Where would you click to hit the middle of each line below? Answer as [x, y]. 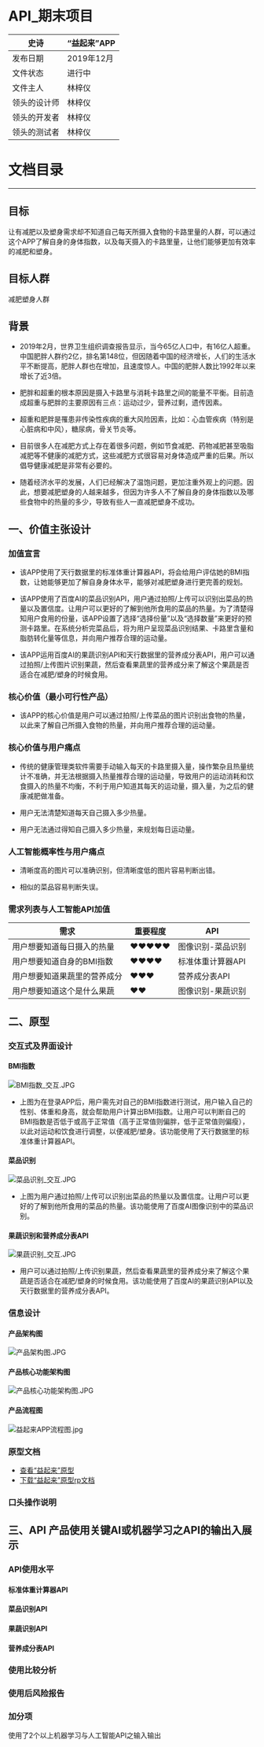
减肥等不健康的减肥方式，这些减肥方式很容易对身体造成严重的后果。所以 [136, 456]
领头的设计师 [36, 102]
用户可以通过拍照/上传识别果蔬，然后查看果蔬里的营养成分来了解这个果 [134, 1271]
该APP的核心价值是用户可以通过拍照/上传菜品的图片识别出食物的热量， [134, 715]
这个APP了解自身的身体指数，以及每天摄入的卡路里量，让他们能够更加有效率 [132, 242]
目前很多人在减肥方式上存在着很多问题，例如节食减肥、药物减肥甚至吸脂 [136, 446]
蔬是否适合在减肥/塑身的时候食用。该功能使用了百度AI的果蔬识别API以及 [136, 1281]
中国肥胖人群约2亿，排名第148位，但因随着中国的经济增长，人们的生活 [134, 356]
